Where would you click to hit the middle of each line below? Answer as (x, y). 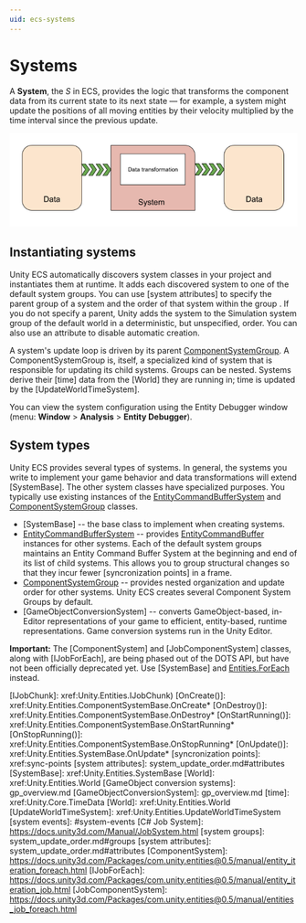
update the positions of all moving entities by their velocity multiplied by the (152, 111)
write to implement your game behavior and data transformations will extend (153, 477)
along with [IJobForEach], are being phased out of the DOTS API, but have (149, 658)
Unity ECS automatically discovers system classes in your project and (141, 274)
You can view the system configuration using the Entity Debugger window (149, 407)
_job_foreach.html (43, 908)
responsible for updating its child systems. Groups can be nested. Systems (151, 369)
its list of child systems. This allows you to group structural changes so (156, 563)
